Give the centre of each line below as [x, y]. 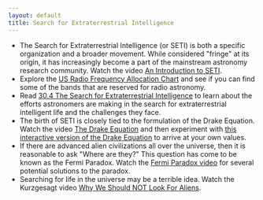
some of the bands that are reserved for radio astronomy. [113, 87]
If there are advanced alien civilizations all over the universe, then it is [132, 146]
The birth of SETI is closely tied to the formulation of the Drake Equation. [137, 120]
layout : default [35, 15]
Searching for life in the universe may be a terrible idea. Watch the [127, 179]
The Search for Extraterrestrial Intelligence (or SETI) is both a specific [132, 45]
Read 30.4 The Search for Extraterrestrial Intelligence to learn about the [136, 95]
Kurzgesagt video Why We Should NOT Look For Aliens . [110, 187]
